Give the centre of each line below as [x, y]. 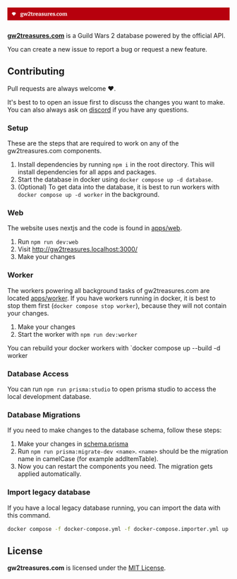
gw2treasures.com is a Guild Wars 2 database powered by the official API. [116, 35]
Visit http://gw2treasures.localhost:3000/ [77, 249]
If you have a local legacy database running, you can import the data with [114, 508]
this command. [29, 515]
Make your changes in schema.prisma [73, 444]
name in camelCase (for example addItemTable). [88, 459]
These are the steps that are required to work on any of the [93, 143]
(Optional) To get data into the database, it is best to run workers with [119, 187]
